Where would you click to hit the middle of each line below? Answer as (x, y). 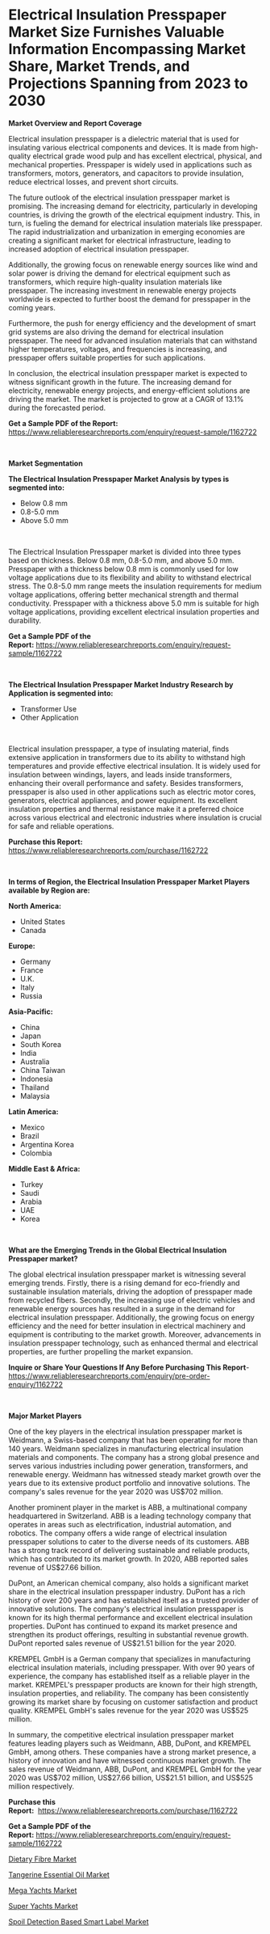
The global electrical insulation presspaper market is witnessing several (127, 1274)
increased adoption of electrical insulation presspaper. (99, 249)
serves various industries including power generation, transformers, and (128, 1466)
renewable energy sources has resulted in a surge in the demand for (122, 1308)
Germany (35, 961)
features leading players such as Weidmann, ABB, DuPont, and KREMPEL (130, 1743)
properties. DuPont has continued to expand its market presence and (123, 1626)
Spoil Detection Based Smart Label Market (79, 1921)
